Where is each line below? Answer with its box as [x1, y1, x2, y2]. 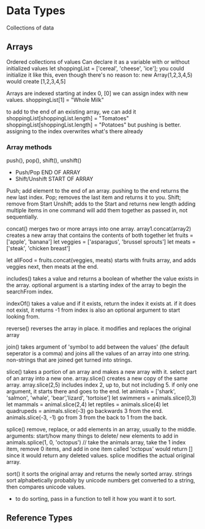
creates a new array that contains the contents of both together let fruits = [6, 231, 194, 239]
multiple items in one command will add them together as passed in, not [6, 207, 188, 214]
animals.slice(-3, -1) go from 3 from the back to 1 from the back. [6, 414, 168, 421]
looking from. [6, 313, 40, 320]
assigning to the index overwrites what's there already [6, 127, 143, 135]
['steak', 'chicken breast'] [6, 245, 70, 252]
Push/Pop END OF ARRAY [15, 169, 81, 176]
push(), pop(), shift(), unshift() [6, 157, 82, 164]
